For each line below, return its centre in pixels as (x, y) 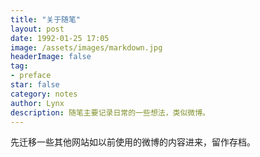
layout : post (37, 29)
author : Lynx (37, 103)
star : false (35, 85)
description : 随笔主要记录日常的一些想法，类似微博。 (110, 112)
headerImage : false (51, 57)
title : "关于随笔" (46, 19)
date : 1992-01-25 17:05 (60, 38)
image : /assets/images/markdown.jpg (86, 47)
